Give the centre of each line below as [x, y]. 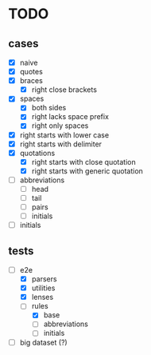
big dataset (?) [43, 342]
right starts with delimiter [60, 144]
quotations [37, 153]
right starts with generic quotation [87, 171]
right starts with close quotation [84, 162]
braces [31, 81]
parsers [44, 279]
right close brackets [64, 90]
